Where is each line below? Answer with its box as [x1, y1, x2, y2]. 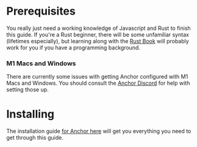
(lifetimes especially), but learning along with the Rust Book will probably [6, 37, 189, 45]
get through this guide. [6, 134, 64, 142]
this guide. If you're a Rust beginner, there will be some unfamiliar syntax [6, 30, 189, 38]
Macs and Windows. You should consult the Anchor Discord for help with [6, 79, 190, 87]
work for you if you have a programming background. [6, 44, 140, 51]
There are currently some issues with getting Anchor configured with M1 [6, 73, 188, 81]
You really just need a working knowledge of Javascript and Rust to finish [6, 24, 191, 32]
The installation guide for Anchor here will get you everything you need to [6, 127, 192, 135]
